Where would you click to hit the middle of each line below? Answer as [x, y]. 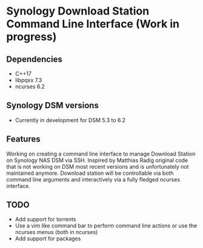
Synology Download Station [78, 11]
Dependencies [34, 59]
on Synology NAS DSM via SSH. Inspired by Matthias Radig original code [97, 160]
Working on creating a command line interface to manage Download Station [101, 154]
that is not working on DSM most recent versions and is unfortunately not [98, 166]
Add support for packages [48, 239]
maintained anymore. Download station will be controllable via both [90, 173]
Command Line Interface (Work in [93, 24]
